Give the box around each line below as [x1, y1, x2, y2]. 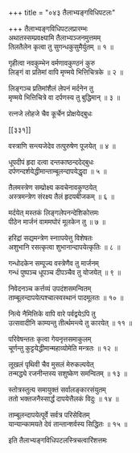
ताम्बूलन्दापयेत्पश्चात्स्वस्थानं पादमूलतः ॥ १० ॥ [8, 293, 124, 303]
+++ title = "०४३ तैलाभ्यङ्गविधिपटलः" [8, 8, 116, 17]
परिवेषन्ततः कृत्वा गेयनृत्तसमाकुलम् [8, 334, 92, 344]
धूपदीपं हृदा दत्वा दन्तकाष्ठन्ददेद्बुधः [8, 158, 94, 167]
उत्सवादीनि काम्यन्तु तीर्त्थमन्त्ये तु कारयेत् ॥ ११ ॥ [8, 318, 133, 328]
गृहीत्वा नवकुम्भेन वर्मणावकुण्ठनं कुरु [8, 58, 95, 68]
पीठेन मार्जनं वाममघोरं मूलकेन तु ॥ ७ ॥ [8, 217, 106, 226]
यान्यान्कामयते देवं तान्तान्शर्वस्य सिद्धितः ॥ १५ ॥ [8, 419, 128, 429]
